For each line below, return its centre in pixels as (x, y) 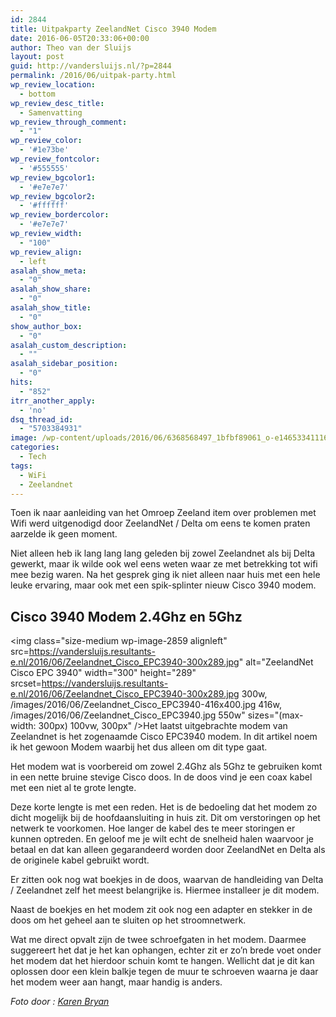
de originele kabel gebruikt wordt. (80, 860)
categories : (35, 447)
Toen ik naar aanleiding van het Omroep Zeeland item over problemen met (163, 513)
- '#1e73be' (44, 150)
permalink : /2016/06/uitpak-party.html (93, 76)
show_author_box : (46, 326)
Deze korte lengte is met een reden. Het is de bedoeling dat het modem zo (164, 807)
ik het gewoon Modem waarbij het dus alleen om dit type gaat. (139, 747)
